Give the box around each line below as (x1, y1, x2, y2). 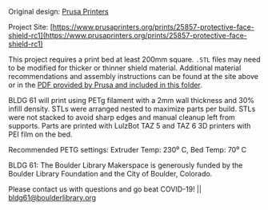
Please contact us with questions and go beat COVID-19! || (8, 184, 202, 194)
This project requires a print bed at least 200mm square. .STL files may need (8, 55, 261, 64)
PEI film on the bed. (8, 129, 74, 139)
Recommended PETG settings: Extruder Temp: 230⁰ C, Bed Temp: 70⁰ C (8, 145, 247, 154)
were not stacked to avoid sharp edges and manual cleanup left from (8, 113, 236, 122)
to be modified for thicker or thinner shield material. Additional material (8, 63, 242, 73)
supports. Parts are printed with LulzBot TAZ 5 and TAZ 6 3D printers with (8, 121, 251, 130)
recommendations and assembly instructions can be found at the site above (8, 72, 258, 81)
